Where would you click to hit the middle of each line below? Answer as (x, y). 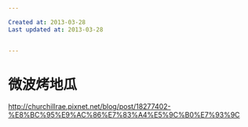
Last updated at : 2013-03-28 (56, 29)
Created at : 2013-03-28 (47, 22)
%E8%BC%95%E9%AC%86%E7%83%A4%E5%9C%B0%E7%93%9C (124, 115)
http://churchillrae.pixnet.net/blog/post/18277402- (89, 107)
